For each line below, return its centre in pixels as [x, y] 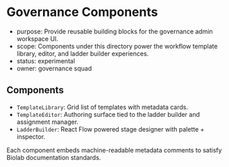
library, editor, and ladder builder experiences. [83, 54]
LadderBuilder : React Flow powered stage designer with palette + [110, 129]
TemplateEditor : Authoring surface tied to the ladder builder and [108, 114]
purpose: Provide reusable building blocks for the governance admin [114, 31]
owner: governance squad [54, 68]
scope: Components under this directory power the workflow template [117, 46]
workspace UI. [37, 38]
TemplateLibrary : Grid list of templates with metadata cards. [102, 107]
